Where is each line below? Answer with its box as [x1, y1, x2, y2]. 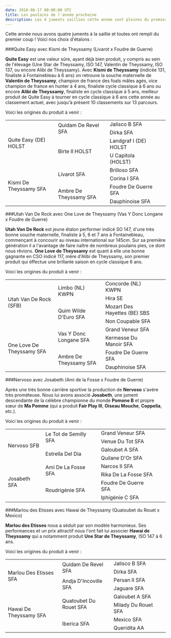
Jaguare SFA [113, 585, 144, 592]
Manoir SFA [105, 341, 133, 348]
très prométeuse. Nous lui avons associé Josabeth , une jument [5, 392, 138, 398]
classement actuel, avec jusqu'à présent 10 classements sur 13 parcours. [5, 99, 159, 106]
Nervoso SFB [8, 442, 40, 449]
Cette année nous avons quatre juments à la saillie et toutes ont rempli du [5, 31, 159, 37]
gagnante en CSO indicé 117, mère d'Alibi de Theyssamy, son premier [5, 253, 150, 260]
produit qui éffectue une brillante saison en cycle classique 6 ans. [5, 259, 143, 265]
